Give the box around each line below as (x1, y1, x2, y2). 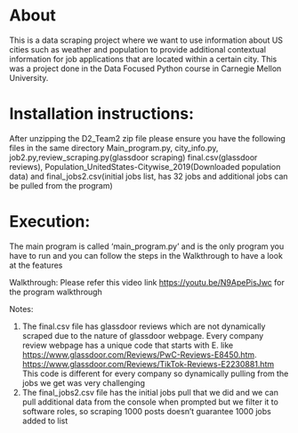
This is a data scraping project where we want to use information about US (9, 35, 283, 45)
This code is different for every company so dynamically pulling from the (21, 368, 289, 379)
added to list (21, 415, 68, 426)
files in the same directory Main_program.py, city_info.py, (9, 142, 219, 153)
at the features (9, 260, 63, 270)
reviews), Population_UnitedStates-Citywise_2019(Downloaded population (9, 161, 281, 172)
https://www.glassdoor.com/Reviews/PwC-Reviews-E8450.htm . (21, 349, 257, 360)
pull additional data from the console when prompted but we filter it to (21, 397, 278, 407)
